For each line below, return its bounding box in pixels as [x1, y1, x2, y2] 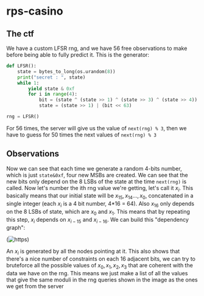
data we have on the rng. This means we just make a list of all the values [6, 270, 188, 277]
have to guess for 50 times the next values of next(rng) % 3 [6, 131, 157, 138]
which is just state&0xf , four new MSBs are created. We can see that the [6, 171, 189, 178]
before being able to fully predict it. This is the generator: [6, 51, 150, 58]
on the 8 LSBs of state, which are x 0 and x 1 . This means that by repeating [6, 208, 191, 217]
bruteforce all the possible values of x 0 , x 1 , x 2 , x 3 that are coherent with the [6, 262, 193, 270]
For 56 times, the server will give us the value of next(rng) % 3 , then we [6, 124, 187, 132]
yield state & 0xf [28, 85, 75, 92]
